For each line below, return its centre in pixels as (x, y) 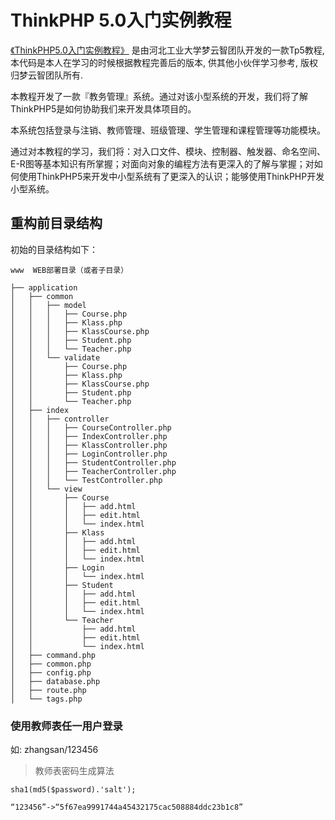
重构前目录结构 (56, 223)
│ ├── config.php (51, 672)
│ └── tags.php (46, 699)
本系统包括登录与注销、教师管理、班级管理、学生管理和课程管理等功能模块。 (168, 130)
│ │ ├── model (48, 305)
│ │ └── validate (55, 357)
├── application (44, 287)
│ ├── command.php (53, 655)
